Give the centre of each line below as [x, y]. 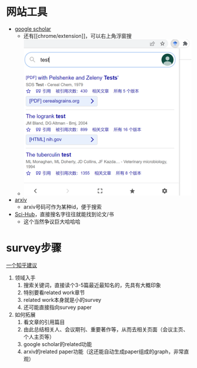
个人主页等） [39, 337]
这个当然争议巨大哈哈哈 [52, 222]
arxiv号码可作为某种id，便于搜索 [62, 207]
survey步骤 [34, 248]
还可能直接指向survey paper [58, 307]
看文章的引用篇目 [44, 322]
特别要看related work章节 [54, 292]
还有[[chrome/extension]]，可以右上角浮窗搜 [78, 35]
